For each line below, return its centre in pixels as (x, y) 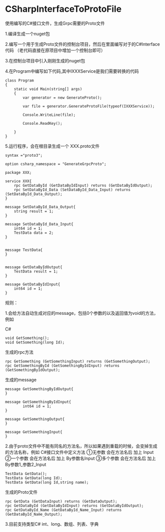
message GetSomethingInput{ (34, 432)
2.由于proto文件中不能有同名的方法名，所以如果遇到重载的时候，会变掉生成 (81, 446)
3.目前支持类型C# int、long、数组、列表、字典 (52, 524)
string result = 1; (34, 211)
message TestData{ (24, 250)
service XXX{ (18, 181)
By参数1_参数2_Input (26, 464)
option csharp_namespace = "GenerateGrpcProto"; (56, 164)
